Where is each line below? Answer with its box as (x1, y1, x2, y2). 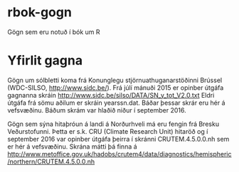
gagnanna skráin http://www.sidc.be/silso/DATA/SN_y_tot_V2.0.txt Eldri (7, 91, 215, 99)
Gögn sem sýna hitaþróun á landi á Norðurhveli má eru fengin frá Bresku (7, 120, 219, 128)
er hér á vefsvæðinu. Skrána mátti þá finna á (7, 142, 137, 151)
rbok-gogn (7, 4, 73, 21)
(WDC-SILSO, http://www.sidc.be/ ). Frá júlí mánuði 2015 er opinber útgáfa (7, 83, 224, 92)
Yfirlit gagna (7, 52, 83, 69)
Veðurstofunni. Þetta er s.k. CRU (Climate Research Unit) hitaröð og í (7, 127, 208, 135)
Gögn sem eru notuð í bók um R (7, 28, 101, 36)
